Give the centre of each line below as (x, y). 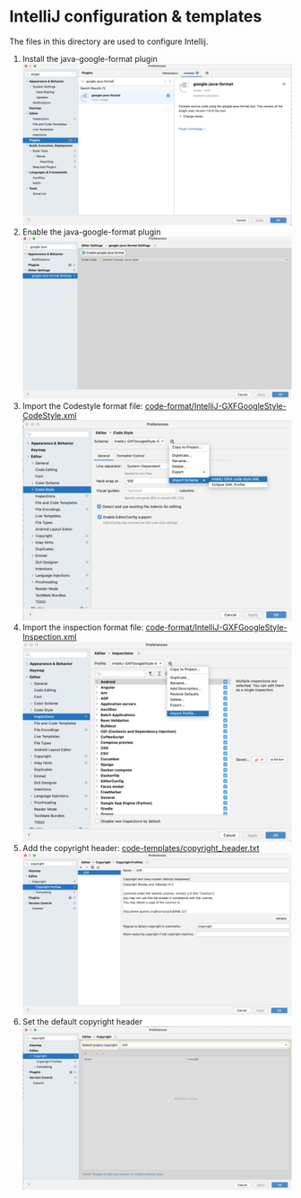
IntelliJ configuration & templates (136, 17)
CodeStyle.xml (49, 416)
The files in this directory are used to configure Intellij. (109, 41)
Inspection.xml (49, 636)
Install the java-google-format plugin (90, 58)
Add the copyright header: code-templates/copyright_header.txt (141, 847)
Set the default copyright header (82, 1022)
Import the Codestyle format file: (82, 406)
